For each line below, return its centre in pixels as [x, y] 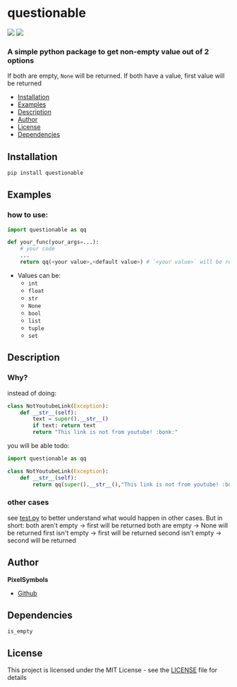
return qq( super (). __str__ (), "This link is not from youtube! [126, 485]
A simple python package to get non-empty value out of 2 [108, 51]
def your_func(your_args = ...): [53, 242]
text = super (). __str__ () [71, 419]
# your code [37, 249]
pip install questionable [45, 173]
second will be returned [42, 540]
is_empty [20, 632]
